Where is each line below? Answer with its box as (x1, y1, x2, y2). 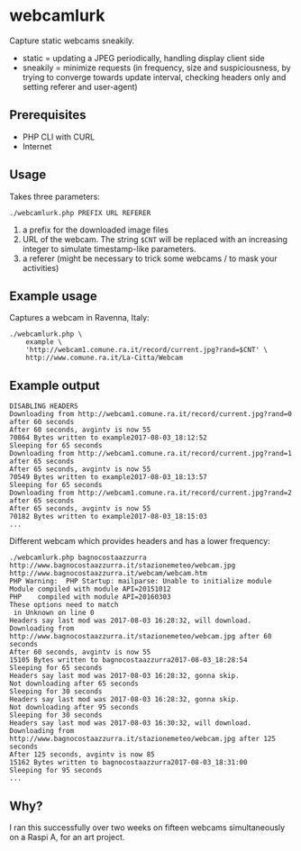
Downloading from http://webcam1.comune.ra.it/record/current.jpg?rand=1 (9, 449, 293, 458)
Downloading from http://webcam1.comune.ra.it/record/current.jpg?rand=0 (9, 410, 293, 419)
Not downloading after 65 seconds (9, 679, 140, 689)
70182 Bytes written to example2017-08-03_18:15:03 (9, 512, 207, 521)
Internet (22, 140, 52, 151)
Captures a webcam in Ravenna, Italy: (9, 312, 150, 323)
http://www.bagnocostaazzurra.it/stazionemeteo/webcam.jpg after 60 (9, 632, 272, 641)
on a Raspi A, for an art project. (9, 832, 125, 842)
